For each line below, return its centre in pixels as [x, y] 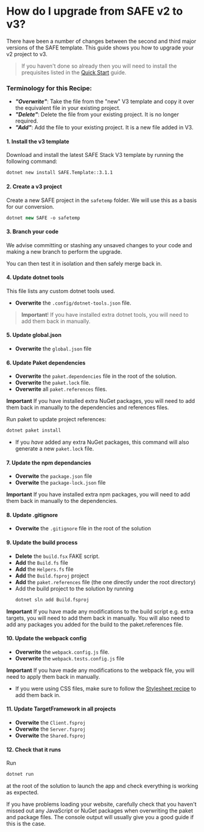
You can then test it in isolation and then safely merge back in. [84, 263]
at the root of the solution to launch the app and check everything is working [102, 786]
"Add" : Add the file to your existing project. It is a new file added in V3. [104, 128]
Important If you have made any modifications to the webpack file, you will [100, 670]
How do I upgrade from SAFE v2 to [95, 11]
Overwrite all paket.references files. [61, 389]
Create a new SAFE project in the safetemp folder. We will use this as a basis [101, 200]
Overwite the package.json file [54, 476]
